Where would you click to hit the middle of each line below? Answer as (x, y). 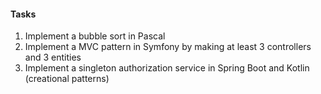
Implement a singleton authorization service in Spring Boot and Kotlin (167, 68)
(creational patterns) (67, 79)
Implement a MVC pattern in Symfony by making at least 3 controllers (168, 47)
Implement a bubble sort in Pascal (95, 36)
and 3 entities (53, 57)
